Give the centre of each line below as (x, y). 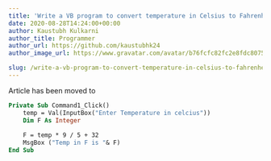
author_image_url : (39, 53)
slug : (17, 68)
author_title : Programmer (52, 38)
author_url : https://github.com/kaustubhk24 (84, 46)
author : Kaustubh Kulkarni (54, 31)
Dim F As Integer (52, 120)
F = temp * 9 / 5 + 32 (61, 135)
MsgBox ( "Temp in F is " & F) (72, 143)
